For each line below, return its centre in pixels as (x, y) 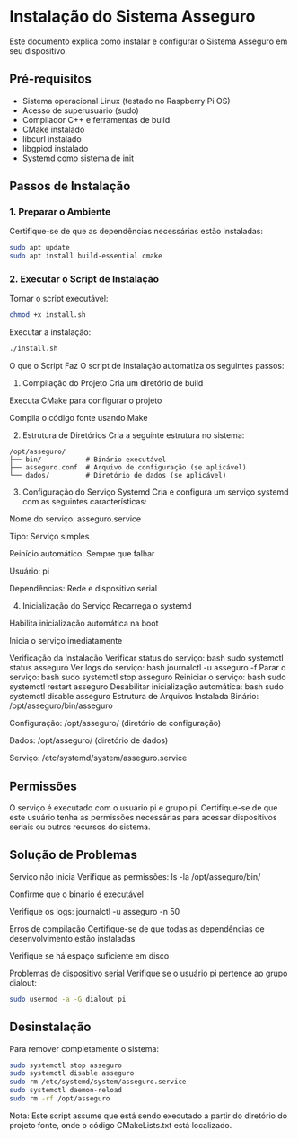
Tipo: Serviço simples (49, 537)
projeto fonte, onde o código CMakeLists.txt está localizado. (121, 1125)
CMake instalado (53, 129)
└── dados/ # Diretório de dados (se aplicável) (118, 476)
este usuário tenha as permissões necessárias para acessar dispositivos (143, 818)
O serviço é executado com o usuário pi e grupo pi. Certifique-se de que (144, 808)
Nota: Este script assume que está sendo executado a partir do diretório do (149, 1116)
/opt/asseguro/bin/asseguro (61, 705)
